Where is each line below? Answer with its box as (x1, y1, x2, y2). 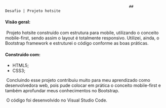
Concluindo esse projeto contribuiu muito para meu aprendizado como (6, 77, 151, 83)
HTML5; (12, 63, 29, 69)
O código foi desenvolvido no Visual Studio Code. (6, 97, 108, 103)
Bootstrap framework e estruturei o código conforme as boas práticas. (5, 40, 149, 46)
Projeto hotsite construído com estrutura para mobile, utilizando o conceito (6, 30, 159, 36)
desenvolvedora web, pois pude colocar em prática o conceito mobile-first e (5, 82, 161, 88)
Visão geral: (5, 19, 31, 25)
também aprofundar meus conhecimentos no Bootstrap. (5, 88, 120, 94)
